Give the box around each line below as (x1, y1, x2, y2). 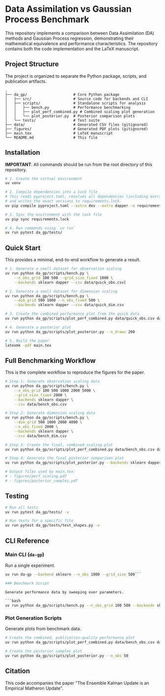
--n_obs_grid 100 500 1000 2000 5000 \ (14, 388, 96, 393)
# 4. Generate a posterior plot (5, 325, 71, 330)
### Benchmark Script (5, 581, 50, 585)
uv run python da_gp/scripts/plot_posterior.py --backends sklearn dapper (5, 460, 162, 465)
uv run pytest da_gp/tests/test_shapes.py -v (5, 523, 100, 528)
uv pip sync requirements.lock (5, 217, 69, 222)
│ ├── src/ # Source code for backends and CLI (5, 96, 148, 101)
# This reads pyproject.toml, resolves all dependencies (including (5, 194, 148, 199)
